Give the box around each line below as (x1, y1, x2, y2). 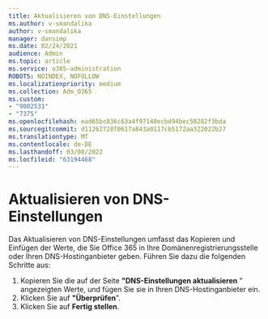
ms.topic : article (8, 58, 70, 66)
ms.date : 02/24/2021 (8, 42, 79, 50)
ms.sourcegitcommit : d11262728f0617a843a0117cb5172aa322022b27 (8, 125, 227, 133)
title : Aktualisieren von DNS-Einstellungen (8, 11, 161, 20)
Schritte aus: (8, 261, 51, 270)
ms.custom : (8, 95, 45, 103)
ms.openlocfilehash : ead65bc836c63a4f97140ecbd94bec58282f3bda (8, 118, 227, 126)
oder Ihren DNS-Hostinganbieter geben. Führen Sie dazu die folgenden (8, 252, 245, 261)
